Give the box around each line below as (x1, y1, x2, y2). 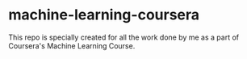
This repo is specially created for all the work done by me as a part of (8, 32, 240, 42)
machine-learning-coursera (8, 6, 200, 24)
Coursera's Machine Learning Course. (8, 40, 136, 50)
